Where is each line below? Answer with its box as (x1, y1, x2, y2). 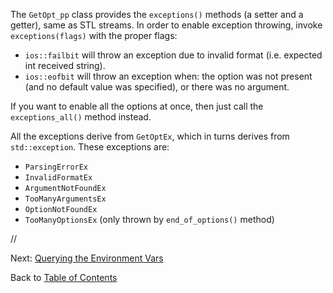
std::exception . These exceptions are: (10, 141, 170, 153)
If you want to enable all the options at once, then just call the (10, 100, 264, 112)
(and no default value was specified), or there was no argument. (24, 81, 290, 93)
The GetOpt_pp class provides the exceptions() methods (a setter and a (10, 9, 304, 20)
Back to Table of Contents (10, 272, 118, 283)
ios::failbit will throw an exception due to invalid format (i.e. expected (24, 49, 323, 61)
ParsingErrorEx (24, 162, 89, 172)
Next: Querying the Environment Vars (10, 252, 164, 264)
